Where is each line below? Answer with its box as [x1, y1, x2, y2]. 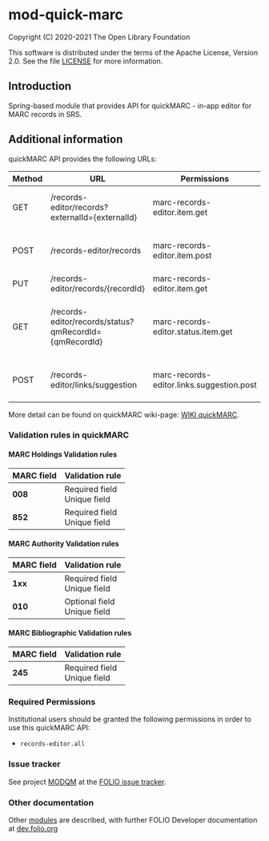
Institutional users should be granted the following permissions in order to [8, 714, 252, 724]
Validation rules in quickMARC [8, 429, 130, 441]
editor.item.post [152, 250, 212, 261]
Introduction [8, 79, 72, 93]
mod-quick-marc [8, 6, 124, 24]
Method [12, 173, 43, 184]
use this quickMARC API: [8, 723, 90, 733]
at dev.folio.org [8, 823, 58, 833]
